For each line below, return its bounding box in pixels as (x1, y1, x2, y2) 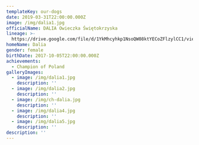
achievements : (6, 58, 41, 64)
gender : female (6, 47, 44, 53)
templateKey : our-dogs (6, 8, 62, 15)
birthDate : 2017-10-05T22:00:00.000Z (6, 53, 99, 59)
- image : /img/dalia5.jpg (11, 119, 76, 125)
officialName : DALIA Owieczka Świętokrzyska (6, 25, 118, 31)
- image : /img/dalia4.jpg (11, 108, 76, 114)
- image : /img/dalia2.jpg (11, 86, 76, 92)
